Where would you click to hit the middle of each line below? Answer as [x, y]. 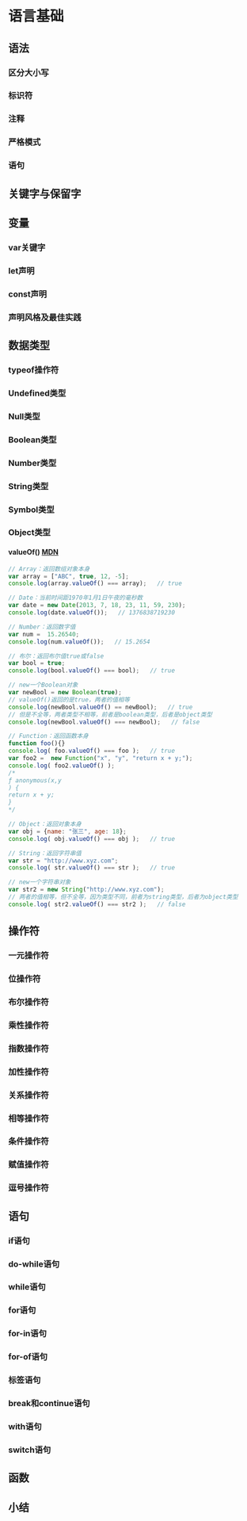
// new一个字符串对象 [40, 882]
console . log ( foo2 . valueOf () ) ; [61, 766]
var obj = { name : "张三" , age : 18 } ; [67, 831]
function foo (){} [37, 743]
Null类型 [25, 416]
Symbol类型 [31, 510]
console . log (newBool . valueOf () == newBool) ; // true [101, 707]
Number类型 [32, 463]
